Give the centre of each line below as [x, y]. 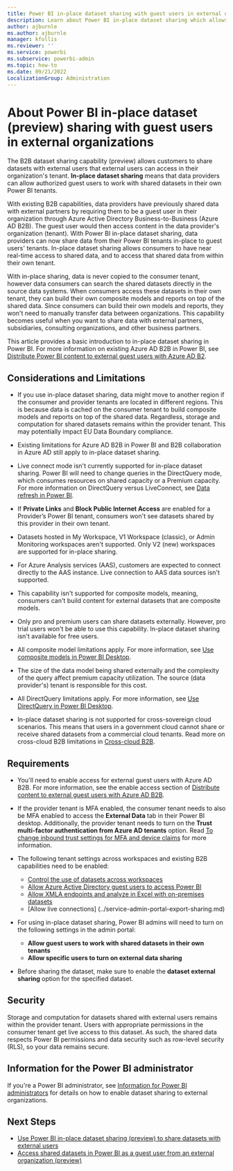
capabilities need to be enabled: [63, 866]
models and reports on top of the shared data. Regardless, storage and [119, 417]
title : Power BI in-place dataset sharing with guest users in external [114, 14]
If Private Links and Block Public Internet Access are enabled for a [114, 509]
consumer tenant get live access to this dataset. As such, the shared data [112, 1032]
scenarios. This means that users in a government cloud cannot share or [121, 727]
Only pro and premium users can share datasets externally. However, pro [121, 622]
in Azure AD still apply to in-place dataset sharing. [89, 452]
